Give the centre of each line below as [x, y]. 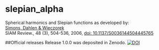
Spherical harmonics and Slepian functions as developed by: [67, 23]
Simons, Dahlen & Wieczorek [35, 27]
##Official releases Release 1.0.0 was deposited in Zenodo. [66, 42]
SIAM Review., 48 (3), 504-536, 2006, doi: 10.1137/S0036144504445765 [79, 33]
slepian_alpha [34, 9]
